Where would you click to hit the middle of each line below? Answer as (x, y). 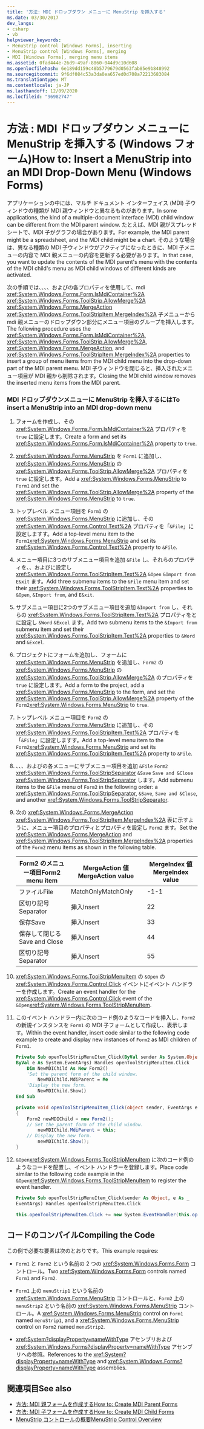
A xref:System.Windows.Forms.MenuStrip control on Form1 (110, 1314)
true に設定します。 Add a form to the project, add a (80, 685)
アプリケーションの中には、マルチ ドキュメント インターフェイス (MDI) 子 (99, 203)
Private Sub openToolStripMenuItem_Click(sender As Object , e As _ (103, 1198)
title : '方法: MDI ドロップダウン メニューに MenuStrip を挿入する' (86, 12)
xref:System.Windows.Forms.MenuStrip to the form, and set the (95, 692)
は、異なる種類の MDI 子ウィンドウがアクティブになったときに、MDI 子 (96, 247)
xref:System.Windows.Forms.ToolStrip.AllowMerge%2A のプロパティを (104, 677)
